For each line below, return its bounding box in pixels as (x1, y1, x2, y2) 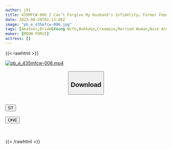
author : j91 (5, 7, 31, 13)
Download (71, 80, 101, 89)
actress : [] (5, 36, 31, 41)
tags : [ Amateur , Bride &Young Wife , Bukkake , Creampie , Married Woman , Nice (5, 27, 159, 32)
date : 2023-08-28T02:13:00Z (5, 17, 66, 22)
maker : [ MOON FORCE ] (5, 31, 50, 36)
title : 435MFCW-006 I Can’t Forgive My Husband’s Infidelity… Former (5, 12, 157, 17)
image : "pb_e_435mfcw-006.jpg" (5, 22, 72, 27)
